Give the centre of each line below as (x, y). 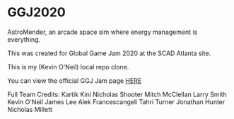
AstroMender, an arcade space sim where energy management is (103, 32)
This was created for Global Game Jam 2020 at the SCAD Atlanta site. (109, 53)
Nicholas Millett (30, 109)
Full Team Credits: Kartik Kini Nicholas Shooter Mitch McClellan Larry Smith (117, 94)
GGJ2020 (36, 12)
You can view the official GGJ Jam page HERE (75, 80)
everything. (24, 39)
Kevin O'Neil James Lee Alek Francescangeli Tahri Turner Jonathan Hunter (116, 102)
